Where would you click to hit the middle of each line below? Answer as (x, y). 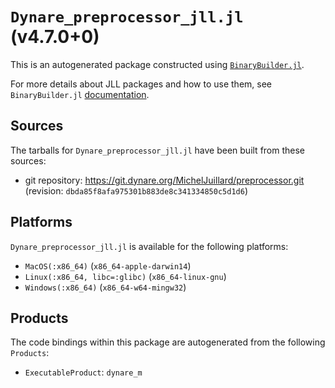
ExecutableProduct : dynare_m (83, 372)
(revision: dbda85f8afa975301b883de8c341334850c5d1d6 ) (136, 190)
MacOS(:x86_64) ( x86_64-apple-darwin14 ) (108, 265)
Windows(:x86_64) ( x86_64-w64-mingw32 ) (105, 287)
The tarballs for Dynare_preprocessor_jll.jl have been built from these (158, 150)
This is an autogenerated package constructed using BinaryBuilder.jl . (157, 64)
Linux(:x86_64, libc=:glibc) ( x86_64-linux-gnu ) (125, 276)
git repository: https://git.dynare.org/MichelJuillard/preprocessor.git (164, 180)
